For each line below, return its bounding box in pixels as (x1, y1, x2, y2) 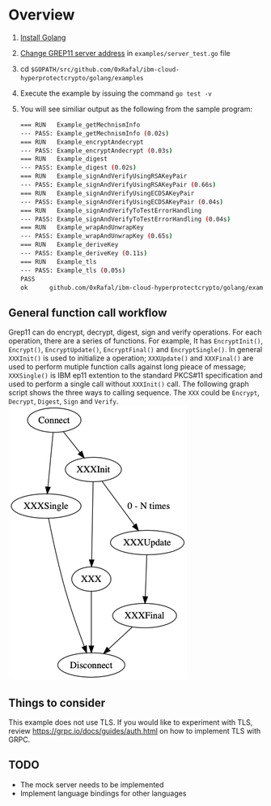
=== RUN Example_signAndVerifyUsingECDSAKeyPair (19, 189, 195, 197)
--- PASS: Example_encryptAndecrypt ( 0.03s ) (19, 146, 173, 155)
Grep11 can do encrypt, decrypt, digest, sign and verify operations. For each (8, 327, 262, 338)
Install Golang (19, 32, 66, 42)
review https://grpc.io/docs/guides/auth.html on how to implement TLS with (8, 726, 261, 736)
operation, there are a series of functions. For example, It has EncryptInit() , (8, 336, 264, 346)
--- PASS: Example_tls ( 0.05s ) (19, 266, 126, 274)
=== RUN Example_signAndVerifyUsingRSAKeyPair (19, 172, 188, 180)
